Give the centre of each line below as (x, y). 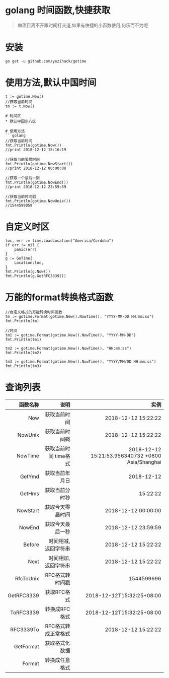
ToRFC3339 (24, 613)
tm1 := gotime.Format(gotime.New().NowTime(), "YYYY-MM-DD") (71, 335)
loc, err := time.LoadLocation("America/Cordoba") (59, 241)
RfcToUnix (27, 578)
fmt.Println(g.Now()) (28, 272)
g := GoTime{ (19, 258)
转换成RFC (58, 609)
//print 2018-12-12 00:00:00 (36, 168)
